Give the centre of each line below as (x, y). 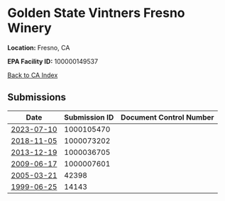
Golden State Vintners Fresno (97, 13)
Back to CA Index (33, 75)
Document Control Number (167, 117)
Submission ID (89, 117)
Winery (29, 28)
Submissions (37, 97)
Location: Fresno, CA (39, 47)
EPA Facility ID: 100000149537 (53, 61)
